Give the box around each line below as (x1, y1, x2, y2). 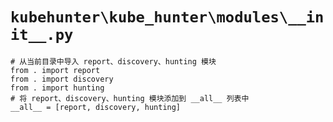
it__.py (10, 26, 74, 45)
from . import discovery (10, 74, 114, 84)
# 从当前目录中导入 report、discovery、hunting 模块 (10, 56, 217, 67)
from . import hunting (10, 83, 105, 93)
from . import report (10, 65, 101, 75)
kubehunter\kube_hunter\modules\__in (10, 8, 325, 27)
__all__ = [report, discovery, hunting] (10, 102, 182, 112)
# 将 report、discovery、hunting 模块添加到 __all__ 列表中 (10, 93, 250, 103)
